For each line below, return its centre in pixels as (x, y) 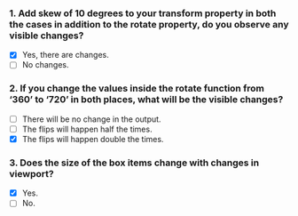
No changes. (45, 65)
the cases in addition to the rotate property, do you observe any (149, 24)
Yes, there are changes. (65, 55)
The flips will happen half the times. (87, 129)
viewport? (32, 173)
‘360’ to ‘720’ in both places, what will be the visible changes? (146, 100)
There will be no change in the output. (91, 119)
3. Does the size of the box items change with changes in (134, 163)
